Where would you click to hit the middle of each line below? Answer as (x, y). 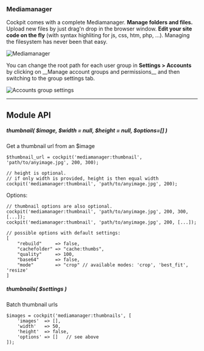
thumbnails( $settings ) (36, 289)
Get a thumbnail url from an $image (51, 146)
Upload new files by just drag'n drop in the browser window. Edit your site (99, 29)
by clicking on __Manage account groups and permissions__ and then (93, 72)
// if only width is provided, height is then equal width (83, 179)
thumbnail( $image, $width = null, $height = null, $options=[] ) (87, 130)
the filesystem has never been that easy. (57, 42)
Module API (29, 115)
